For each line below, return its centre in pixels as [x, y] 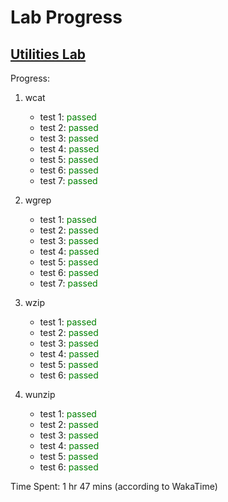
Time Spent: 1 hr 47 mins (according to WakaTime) [114, 486]
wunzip [40, 394]
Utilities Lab [48, 54]
